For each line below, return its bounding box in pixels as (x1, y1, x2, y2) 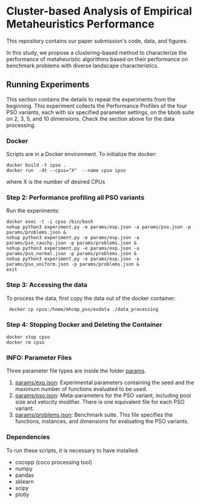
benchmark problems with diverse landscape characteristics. (6, 62, 159, 69)
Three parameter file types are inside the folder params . (6, 367, 147, 375)
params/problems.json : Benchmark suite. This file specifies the (15, 411, 173, 418)
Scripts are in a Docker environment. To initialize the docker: (6, 151, 157, 158)
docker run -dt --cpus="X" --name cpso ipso (6, 168, 126, 174)
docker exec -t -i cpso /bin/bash (6, 219, 94, 225)
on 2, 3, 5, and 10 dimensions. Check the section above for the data (6, 115, 175, 122)
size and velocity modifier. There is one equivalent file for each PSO (15, 398, 185, 406)
